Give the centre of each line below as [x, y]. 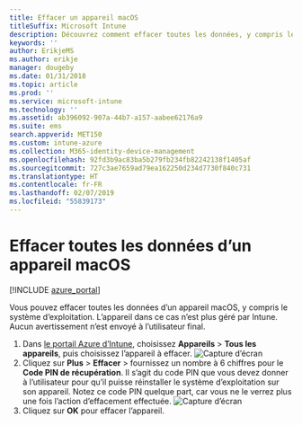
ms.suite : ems [36, 127]
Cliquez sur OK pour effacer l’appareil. [93, 411]
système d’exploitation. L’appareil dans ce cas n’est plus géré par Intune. [144, 316]
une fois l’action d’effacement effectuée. [97, 401]
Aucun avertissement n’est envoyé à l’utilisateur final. [107, 326]
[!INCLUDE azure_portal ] [55, 289]
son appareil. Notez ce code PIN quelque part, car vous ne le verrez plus [157, 391]
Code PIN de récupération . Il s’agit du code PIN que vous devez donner [155, 372]
